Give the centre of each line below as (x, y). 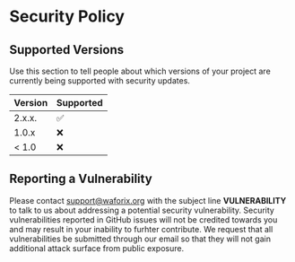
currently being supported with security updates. (100, 81)
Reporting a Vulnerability (81, 179)
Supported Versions (66, 50)
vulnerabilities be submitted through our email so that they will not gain (140, 239)
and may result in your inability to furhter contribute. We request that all (141, 229)
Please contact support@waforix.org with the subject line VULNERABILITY (148, 200)
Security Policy (67, 17)
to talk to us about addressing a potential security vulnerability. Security (142, 210)
